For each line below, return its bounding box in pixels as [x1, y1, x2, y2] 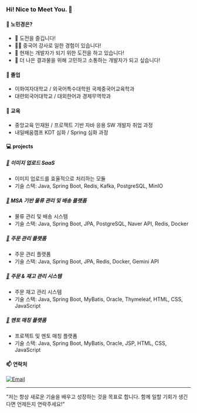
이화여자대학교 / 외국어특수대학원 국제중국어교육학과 [14, 85, 135, 93]
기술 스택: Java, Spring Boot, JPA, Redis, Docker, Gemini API [14, 258, 159, 265]
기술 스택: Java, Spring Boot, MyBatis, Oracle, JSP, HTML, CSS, [14, 340, 167, 347]
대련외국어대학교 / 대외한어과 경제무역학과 [14, 93, 111, 100]
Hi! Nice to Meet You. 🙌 [6, 5, 73, 13]
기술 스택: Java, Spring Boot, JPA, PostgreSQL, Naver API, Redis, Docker [14, 220, 189, 228]
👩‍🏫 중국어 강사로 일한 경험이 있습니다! [14, 42, 101, 49]
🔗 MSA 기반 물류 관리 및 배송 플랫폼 [6, 197, 87, 204]
